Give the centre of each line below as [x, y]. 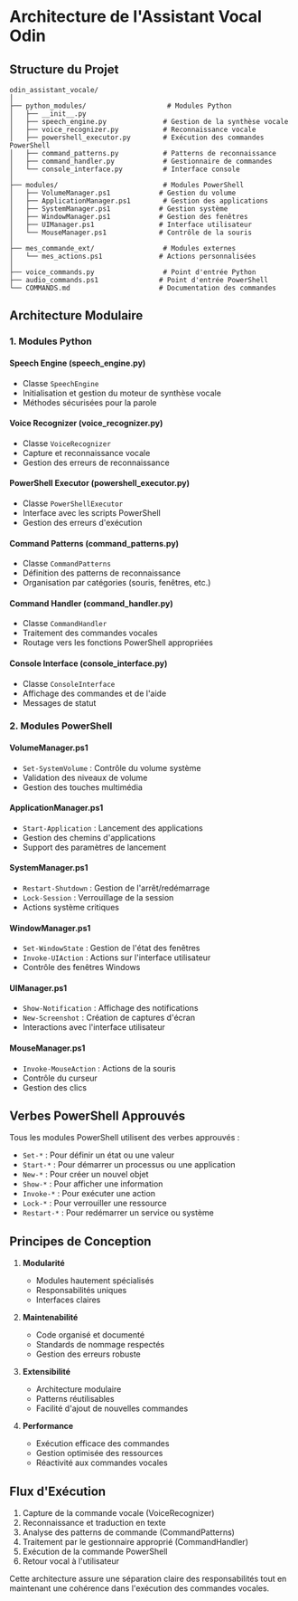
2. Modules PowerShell [61, 726]
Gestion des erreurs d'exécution [82, 522]
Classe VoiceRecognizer [66, 443]
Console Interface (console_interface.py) [88, 663]
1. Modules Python [51, 341]
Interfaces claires [68, 1300]
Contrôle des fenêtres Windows [81, 967]
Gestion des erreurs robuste [88, 1354]
